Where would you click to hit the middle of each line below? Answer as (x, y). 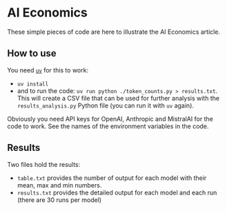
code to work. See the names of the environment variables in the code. (108, 126)
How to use (32, 53)
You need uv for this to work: (48, 70)
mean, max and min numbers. (59, 185)
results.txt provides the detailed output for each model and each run (117, 192)
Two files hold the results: (44, 164)
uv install (33, 84)
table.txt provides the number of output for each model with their (112, 178)
